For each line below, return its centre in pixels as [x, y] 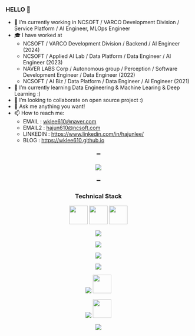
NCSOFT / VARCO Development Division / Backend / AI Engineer [101, 44]
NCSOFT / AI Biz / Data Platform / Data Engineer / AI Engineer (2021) [106, 81]
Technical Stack [98, 196]
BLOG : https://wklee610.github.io [64, 141]
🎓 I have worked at [38, 35]
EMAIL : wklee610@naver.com [60, 122]
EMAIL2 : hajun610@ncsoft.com [62, 128]
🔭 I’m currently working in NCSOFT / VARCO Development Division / [97, 22]
